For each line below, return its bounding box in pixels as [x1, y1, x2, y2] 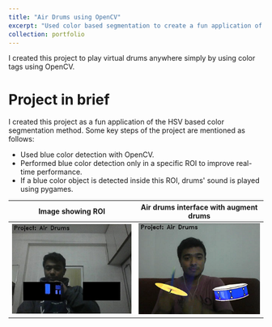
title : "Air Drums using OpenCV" [8, 13, 121, 21]
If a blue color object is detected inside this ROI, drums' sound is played [19, 176, 260, 185]
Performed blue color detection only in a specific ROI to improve [19, 159, 235, 168]
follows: [8, 134, 35, 144]
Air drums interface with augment [140, 202, 258, 212]
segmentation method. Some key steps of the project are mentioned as [8, 125, 245, 135]
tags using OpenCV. [8, 62, 75, 72]
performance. [36, 167, 83, 177]
